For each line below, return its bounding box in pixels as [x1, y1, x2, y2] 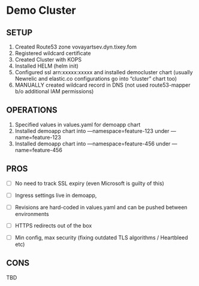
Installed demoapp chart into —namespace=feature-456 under [14, 140, 171, 147]
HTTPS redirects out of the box [14, 222, 92, 229]
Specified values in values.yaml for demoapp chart [14, 121, 141, 128]
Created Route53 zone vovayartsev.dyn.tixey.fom [14, 43, 137, 50]
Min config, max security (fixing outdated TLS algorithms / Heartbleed [14, 234, 188, 241]
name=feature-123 [14, 133, 61, 141]
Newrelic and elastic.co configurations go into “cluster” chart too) [14, 75, 177, 82]
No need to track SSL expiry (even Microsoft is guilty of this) [14, 179, 165, 187]
